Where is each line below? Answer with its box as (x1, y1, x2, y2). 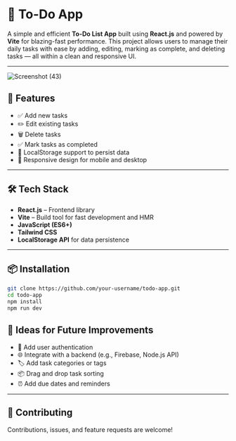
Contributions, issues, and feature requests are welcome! (7, 425, 173, 434)
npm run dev (7, 305, 42, 312)
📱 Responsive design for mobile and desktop (17, 155, 147, 164)
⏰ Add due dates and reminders (17, 379, 110, 388)
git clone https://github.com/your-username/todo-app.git (7, 285, 181, 292)
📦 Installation (7, 263, 70, 275)
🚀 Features (7, 93, 55, 105)
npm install (7, 298, 42, 305)
